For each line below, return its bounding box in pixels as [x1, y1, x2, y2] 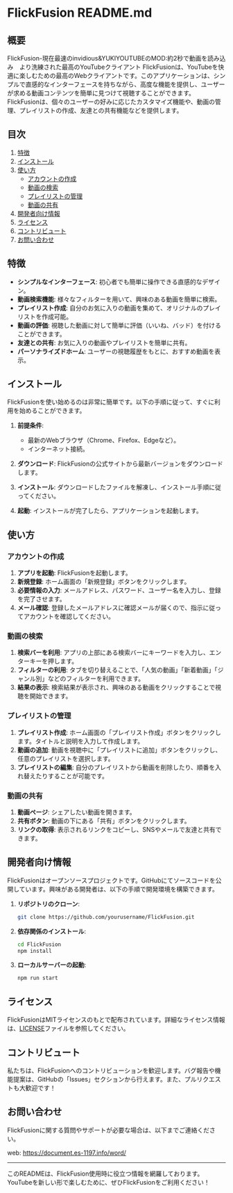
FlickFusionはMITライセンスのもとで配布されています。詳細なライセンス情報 [7, 1016, 225, 1024]
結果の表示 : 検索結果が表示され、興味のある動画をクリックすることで [17, 684, 216, 692]
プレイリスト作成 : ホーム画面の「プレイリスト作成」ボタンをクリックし [17, 728, 222, 736]
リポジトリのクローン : [17, 899, 80, 908]
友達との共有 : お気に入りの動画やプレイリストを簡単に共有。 [17, 338, 191, 347]
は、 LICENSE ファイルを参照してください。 [7, 1025, 130, 1033]
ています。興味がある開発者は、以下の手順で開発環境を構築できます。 [19, 885, 218, 893]
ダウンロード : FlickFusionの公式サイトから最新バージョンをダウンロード [17, 459, 223, 468]
